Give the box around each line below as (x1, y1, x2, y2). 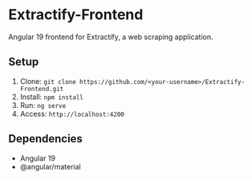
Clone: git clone (19, 76, 76, 86)
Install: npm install (19, 92, 84, 101)
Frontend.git (19, 85, 64, 93)
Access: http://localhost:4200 (19, 109, 124, 118)
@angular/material (19, 161, 82, 171)
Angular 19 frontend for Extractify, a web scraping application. (8, 32, 214, 42)
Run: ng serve (19, 100, 67, 109)
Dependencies (8, 132, 83, 145)
